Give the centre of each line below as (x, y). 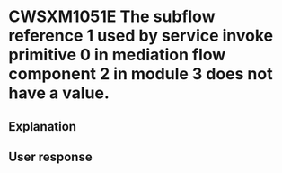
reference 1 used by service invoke (141, 36)
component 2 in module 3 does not (141, 74)
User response (50, 156)
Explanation (43, 127)
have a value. (59, 93)
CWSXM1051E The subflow (112, 17)
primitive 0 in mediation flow (117, 55)
